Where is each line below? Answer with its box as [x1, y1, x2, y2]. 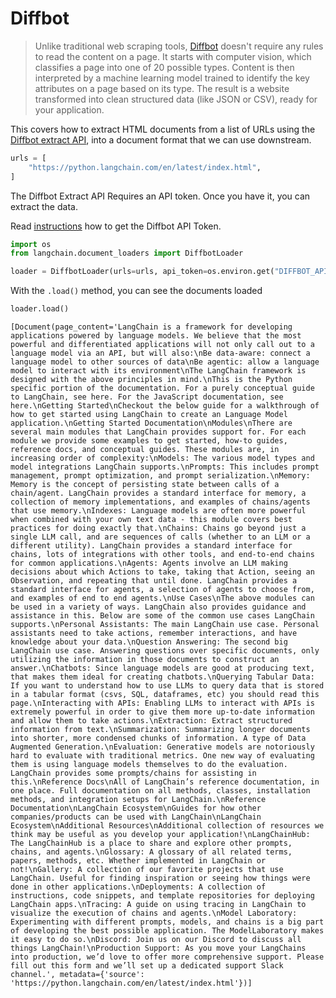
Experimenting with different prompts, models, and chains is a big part [10, 917, 325, 927]
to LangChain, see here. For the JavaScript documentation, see [10, 392, 284, 402]
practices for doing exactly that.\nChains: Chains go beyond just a [10, 523, 307, 534]
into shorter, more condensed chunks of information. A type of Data [10, 733, 307, 744]
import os [10, 239, 52, 249]
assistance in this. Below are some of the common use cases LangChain [10, 611, 315, 621]
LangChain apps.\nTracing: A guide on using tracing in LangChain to [10, 900, 307, 910]
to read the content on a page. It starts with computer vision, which [34, 50, 312, 62]
